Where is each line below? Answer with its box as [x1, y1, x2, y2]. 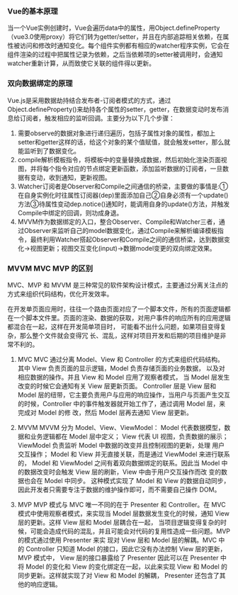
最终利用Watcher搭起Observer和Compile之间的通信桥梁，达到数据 [30, 235, 225, 244]
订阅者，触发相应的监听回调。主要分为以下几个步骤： [19, 113, 175, 122]
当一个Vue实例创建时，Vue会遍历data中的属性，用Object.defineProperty [7, 23, 220, 33]
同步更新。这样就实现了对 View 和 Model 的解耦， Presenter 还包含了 [17, 571, 220, 579]
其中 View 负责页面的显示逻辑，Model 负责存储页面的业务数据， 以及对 [17, 363, 225, 373]
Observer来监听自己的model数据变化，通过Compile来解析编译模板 [23, 226, 218, 234]
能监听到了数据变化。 [17, 147, 80, 155]
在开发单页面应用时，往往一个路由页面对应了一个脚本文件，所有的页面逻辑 [7, 305, 225, 313]
